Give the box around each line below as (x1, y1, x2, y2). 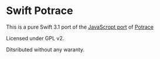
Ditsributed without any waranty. (6, 46, 85, 53)
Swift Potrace (6, 4, 73, 18)
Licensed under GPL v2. (6, 34, 64, 41)
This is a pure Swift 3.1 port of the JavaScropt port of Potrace (6, 23, 154, 30)
